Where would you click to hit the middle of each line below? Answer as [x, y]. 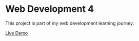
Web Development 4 [49, 9]
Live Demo [17, 33]
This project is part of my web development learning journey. [70, 23]
